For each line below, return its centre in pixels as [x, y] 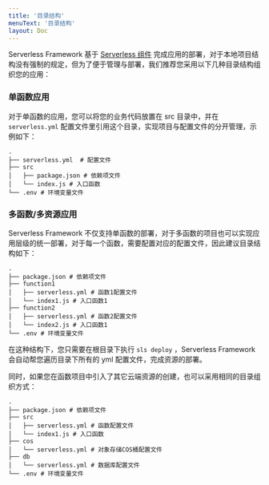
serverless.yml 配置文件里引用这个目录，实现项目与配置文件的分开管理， [129, 126]
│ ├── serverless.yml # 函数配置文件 [71, 426]
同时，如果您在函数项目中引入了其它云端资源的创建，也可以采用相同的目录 [131, 376]
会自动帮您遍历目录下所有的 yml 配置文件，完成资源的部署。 [107, 359]
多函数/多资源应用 [43, 214]
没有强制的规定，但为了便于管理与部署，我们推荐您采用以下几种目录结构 [134, 64]
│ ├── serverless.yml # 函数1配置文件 [73, 292]
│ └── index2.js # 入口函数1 [58, 325]
